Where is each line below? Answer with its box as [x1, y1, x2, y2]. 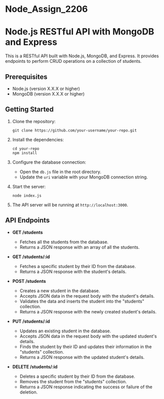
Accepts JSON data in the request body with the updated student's [19, 333, 157, 339]
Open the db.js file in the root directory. [19, 169, 102, 175]
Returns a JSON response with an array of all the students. [19, 244, 140, 250]
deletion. [19, 389, 38, 395]
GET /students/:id [12, 254, 51, 260]
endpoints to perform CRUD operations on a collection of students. [5, 58, 142, 64]
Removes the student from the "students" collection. [19, 378, 127, 384]
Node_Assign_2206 [5, 3, 88, 15]
